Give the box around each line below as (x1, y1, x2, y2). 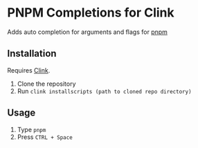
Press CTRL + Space (17, 133, 73, 141)
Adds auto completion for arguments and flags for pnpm (7, 28, 168, 36)
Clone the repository (17, 80, 76, 88)
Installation (7, 48, 57, 59)
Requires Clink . (7, 66, 51, 74)
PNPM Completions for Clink (7, 5, 174, 21)
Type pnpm (17, 125, 46, 133)
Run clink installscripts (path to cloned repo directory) (17, 86, 192, 95)
